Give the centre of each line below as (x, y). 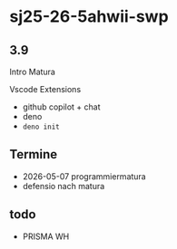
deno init (41, 127)
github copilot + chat (61, 107)
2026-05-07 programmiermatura (84, 176)
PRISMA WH (46, 236)
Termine (34, 154)
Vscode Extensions (45, 89)
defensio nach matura (64, 186)
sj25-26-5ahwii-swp (89, 17)
